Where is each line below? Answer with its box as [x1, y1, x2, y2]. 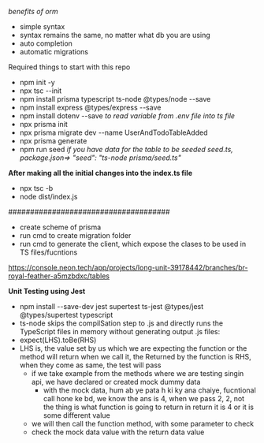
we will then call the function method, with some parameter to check [31, 419, 255, 428]
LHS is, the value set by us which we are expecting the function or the [19, 344, 247, 353]
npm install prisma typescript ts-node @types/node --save [19, 95, 211, 103]
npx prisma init [19, 120, 69, 128]
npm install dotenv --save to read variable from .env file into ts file [19, 111, 235, 121]
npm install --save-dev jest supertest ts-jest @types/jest [19, 302, 204, 311]
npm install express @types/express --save [19, 102, 162, 112]
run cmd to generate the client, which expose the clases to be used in [19, 240, 247, 248]
